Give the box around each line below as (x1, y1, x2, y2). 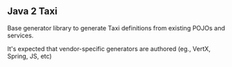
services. (7, 31, 34, 39)
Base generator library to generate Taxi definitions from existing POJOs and (7, 23, 226, 32)
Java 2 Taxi (7, 6, 58, 17)
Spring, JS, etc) (7, 52, 52, 60)
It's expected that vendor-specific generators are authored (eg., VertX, (7, 44, 211, 52)
